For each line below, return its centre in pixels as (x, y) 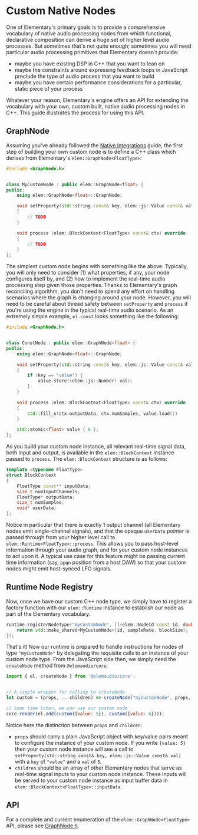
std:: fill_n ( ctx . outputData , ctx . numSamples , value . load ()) (103, 414)
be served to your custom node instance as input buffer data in (91, 780)
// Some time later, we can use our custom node (67, 708)
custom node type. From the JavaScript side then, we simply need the (91, 659)
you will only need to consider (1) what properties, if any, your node (88, 273)
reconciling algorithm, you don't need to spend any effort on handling (90, 291)
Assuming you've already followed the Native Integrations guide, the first (95, 145)
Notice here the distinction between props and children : (74, 725)
